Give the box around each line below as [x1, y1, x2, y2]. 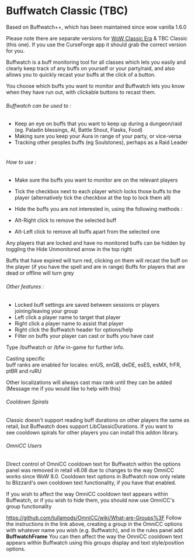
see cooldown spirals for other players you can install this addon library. [6, 429, 179, 436]
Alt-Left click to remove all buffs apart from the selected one [14, 228, 161, 235]
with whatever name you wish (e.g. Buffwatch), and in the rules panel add [6, 526, 183, 533]
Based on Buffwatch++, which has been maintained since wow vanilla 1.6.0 [6, 23, 187, 30]
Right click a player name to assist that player [14, 320, 124, 327]
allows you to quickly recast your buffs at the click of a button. [6, 71, 156, 78]
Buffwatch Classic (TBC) [6, 4, 128, 18]
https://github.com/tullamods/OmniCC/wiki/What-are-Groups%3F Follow [6, 514, 182, 521]
